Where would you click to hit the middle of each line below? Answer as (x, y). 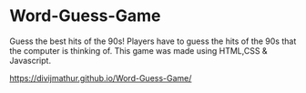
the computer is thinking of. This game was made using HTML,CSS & (138, 50)
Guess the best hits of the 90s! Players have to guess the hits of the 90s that (153, 41)
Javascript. (31, 60)
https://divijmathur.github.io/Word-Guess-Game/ (101, 77)
